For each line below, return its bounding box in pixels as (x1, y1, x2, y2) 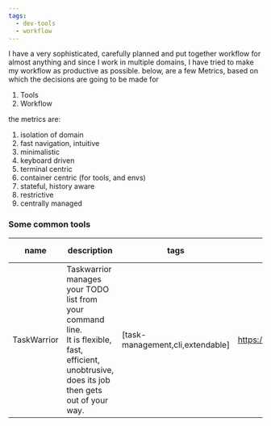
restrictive (19, 190, 54, 200)
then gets (66, 384, 102, 395)
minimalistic (19, 147, 60, 157)
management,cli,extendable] (121, 339, 230, 350)
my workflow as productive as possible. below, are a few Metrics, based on (8, 66, 259, 76)
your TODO (66, 283, 110, 294)
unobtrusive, (66, 364, 115, 375)
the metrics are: (8, 115, 61, 124)
